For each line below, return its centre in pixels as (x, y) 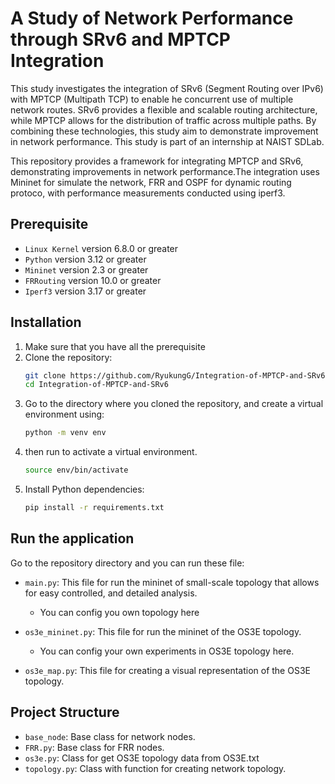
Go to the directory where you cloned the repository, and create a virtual (174, 404)
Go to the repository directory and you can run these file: (127, 563)
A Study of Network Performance (152, 18)
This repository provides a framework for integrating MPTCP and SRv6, (157, 161)
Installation (46, 322)
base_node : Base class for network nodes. (110, 736)
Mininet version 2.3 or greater (86, 269)
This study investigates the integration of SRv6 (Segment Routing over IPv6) (167, 88)
